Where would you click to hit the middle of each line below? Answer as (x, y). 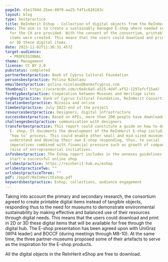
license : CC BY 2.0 (25, 66)
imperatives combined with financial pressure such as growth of (79, 145)
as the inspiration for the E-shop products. (49, 244)
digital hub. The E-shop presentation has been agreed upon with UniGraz (80, 228)
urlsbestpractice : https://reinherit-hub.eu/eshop (59, 163)
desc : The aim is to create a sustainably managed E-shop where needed (81, 29)
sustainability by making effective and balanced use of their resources (77, 212)
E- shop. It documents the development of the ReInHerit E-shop (78, 131)
